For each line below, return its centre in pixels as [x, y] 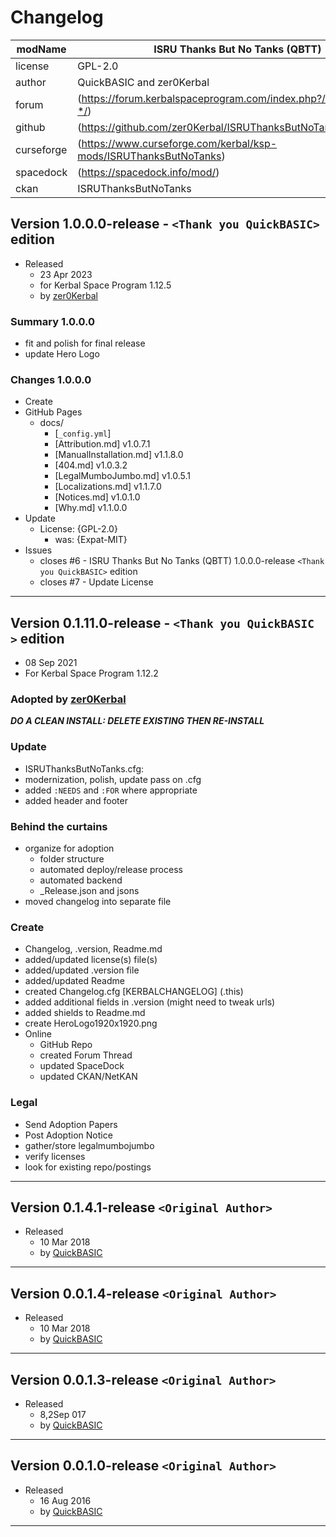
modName [41, 49]
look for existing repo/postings [88, 1167]
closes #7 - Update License [96, 582]
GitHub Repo [66, 1045]
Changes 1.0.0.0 [51, 379]
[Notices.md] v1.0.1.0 [97, 497]
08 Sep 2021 [51, 663]
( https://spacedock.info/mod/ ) [148, 172]
